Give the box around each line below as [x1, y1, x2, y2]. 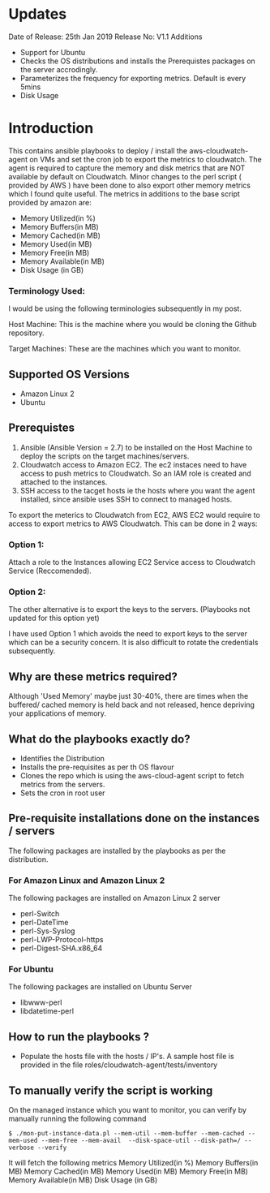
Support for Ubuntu [19, 47, 86, 57]
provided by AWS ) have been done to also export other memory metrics [8, 180, 251, 190]
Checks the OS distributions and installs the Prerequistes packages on [19, 56, 255, 66]
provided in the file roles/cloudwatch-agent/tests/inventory [19, 1060, 218, 1070]
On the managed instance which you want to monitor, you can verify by [8, 1105, 247, 1115]
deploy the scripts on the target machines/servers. [19, 451, 190, 461]
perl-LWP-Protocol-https [19, 935, 104, 945]
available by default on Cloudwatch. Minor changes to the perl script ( [8, 171, 242, 181]
